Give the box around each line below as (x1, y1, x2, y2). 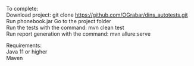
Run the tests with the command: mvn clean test (6, 24, 124, 31)
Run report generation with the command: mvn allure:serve (6, 30, 151, 37)
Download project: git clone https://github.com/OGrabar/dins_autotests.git (6, 11, 189, 18)
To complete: (6, 5, 39, 12)
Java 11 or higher (6, 48, 48, 55)
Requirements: (6, 42, 42, 49)
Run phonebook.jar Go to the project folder (6, 18, 111, 24)
